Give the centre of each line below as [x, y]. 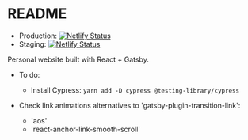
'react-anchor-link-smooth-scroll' [85, 129]
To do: [29, 74]
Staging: [32, 44]
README [37, 14]
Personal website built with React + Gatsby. [78, 59]
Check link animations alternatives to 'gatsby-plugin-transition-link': [130, 105]
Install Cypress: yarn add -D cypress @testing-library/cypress [135, 90]
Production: [38, 36]
